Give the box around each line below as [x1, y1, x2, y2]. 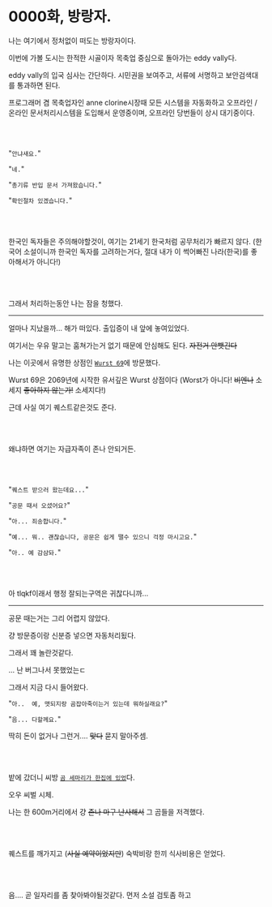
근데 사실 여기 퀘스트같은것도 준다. [8, 402, 117, 412]
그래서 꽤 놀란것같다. [8, 647, 74, 657]
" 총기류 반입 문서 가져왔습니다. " [8, 179, 102, 189]
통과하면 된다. [16, 80, 61, 90]
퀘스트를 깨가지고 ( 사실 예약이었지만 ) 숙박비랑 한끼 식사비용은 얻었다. [8, 849, 226, 858]
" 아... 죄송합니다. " [8, 516, 67, 526]
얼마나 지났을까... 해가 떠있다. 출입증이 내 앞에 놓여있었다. [8, 323, 189, 333]
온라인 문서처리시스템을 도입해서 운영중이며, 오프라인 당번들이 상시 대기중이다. [8, 107, 255, 118]
